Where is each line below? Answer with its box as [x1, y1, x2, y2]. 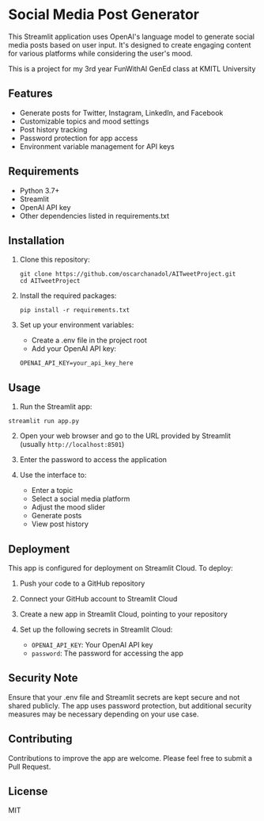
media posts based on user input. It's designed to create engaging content [8, 40, 251, 49]
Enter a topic [31, 486, 74, 495]
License [8, 785, 48, 798]
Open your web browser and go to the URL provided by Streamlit [19, 431, 232, 441]
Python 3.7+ [19, 185, 60, 195]
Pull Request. [8, 762, 51, 771]
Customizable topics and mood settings [19, 116, 149, 126]
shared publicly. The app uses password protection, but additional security [8, 701, 252, 710]
